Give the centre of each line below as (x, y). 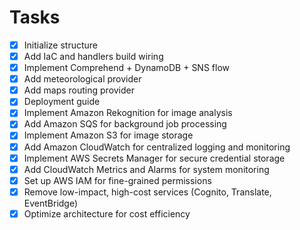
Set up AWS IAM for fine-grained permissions (117, 180)
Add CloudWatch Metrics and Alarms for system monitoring (146, 169)
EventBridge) (51, 203)
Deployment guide (62, 102)
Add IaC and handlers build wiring (93, 56)
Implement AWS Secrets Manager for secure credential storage (154, 158)
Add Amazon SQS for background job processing (125, 124)
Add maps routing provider (79, 90)
